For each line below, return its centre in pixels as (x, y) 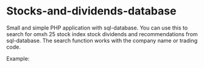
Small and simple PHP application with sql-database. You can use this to (97, 28)
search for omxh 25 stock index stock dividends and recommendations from (102, 34)
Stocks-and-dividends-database (91, 11)
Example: (18, 58)
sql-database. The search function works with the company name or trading (102, 40)
